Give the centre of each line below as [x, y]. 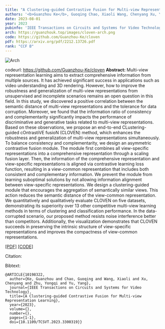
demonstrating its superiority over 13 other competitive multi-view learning [81, 206]
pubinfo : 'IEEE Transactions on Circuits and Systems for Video [72, 28]
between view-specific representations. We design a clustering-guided [77, 184]
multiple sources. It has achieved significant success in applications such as [82, 80]
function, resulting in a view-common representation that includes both [77, 169]
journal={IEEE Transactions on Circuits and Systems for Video [75, 287]
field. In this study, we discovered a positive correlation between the [74, 101]
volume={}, [21, 309]
